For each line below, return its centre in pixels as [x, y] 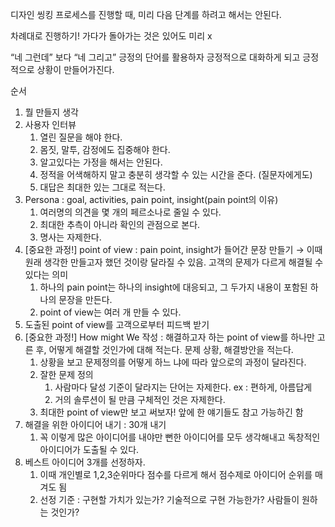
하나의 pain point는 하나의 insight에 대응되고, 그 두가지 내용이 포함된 [173, 287]
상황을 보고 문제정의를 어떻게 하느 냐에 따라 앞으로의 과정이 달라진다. [173, 362]
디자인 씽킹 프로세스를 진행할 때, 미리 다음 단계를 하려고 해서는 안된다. [146, 14]
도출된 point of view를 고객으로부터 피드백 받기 [117, 324]
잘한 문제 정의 [66, 374]
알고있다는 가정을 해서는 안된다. [101, 162]
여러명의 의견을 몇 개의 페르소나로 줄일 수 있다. [130, 212]
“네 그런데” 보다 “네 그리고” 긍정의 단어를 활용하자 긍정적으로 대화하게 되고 [155, 57]
